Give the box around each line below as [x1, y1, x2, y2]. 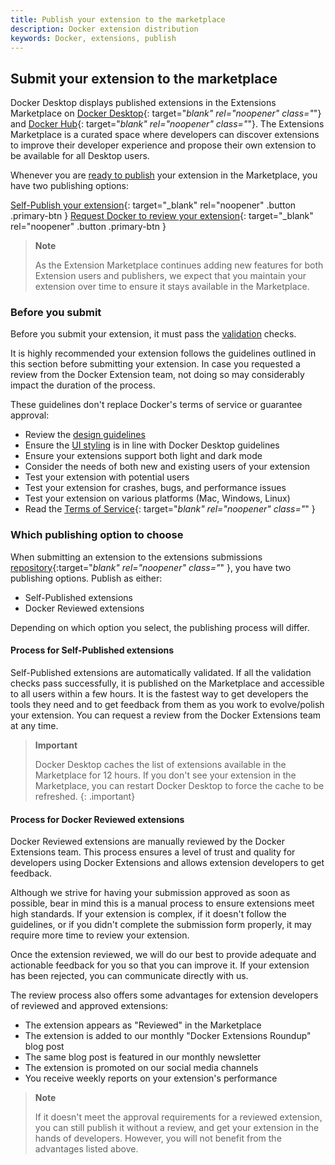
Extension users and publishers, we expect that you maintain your [34, 270, 307, 282]
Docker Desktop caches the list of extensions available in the [34, 758, 287, 770]
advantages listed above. [34, 1143, 139, 1155]
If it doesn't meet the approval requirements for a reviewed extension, [34, 1111, 323, 1123]
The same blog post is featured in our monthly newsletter [24, 1051, 262, 1063]
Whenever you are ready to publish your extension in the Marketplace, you [10, 169, 318, 181]
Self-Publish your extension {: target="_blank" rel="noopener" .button [10, 199, 297, 211]
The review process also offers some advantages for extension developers [10, 989, 319, 1001]
